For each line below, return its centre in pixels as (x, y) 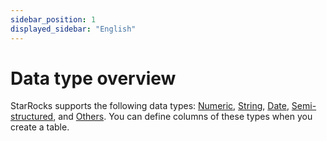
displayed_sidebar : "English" (73, 29)
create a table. (40, 127)
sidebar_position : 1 (53, 19)
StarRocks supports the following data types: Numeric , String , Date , (150, 106)
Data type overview (93, 78)
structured (32, 117)
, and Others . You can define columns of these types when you (183, 117)
